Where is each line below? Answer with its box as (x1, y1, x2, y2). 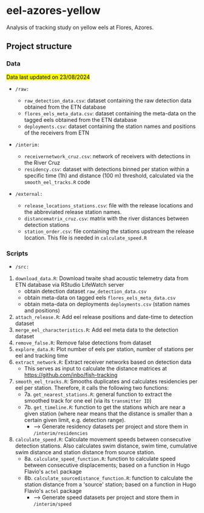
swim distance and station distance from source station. (15, 448, 156, 455)
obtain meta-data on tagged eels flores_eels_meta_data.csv (24, 293, 176, 301)
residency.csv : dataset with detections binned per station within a (24, 165, 189, 173)
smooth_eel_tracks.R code (24, 178, 90, 186)
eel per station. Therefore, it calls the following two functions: (15, 384, 169, 391)
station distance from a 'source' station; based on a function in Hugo (24, 480, 196, 488)
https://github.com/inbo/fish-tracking (24, 371, 118, 378)
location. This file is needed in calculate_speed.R (24, 234, 147, 241)
